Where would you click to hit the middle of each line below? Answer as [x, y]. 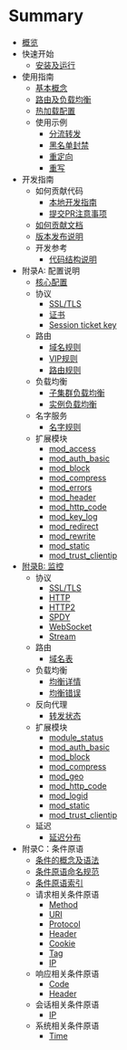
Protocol [64, 924]
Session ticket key [83, 324]
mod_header [72, 497]
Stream [62, 636]
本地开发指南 [73, 202]
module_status [76, 737]
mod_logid [68, 795]
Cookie [62, 943]
